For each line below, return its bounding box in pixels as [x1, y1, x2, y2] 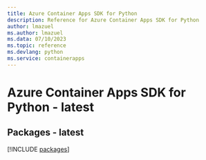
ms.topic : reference [7, 42, 67, 49]
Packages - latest [7, 127, 84, 139]
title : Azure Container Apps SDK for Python [7, 10, 138, 17]
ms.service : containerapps [7, 55, 85, 62]
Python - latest [7, 99, 95, 114]
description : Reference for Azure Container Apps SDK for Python [7, 17, 199, 23]
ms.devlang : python [7, 49, 64, 56]
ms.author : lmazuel [7, 29, 64, 37]
